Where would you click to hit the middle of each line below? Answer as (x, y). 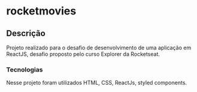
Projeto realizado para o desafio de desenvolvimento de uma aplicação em (99, 48)
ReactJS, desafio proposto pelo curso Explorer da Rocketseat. (83, 54)
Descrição (26, 33)
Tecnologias (25, 69)
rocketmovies (41, 11)
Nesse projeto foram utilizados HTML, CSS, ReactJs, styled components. (97, 83)
